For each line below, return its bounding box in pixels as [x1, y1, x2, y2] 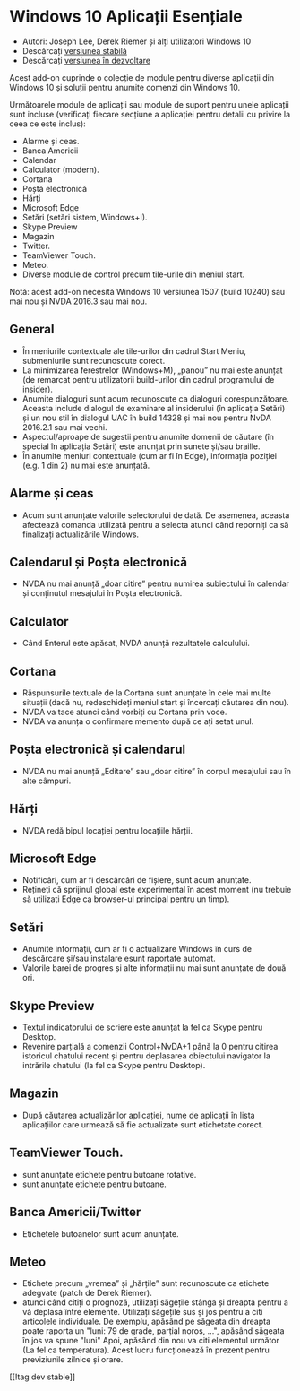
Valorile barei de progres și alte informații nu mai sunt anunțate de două [21, 963, 287, 973]
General [9, 322, 56, 337]
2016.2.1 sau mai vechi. [21, 421, 107, 432]
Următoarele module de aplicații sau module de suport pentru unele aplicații [9, 99, 289, 109]
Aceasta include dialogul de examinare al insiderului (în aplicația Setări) [21, 402, 286, 413]
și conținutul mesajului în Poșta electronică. [21, 588, 183, 599]
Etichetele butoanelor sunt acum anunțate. [21, 1228, 179, 1239]
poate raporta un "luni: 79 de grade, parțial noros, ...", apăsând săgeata [21, 1326, 285, 1336]
